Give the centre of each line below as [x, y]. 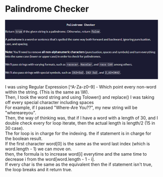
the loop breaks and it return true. [39, 169]
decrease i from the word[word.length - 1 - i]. [50, 159]
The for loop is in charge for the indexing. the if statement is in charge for [78, 133]
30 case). [15, 128]
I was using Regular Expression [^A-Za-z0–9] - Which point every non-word [81, 87]
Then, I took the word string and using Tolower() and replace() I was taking [80, 97]
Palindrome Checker [47, 9]
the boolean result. [24, 138]
